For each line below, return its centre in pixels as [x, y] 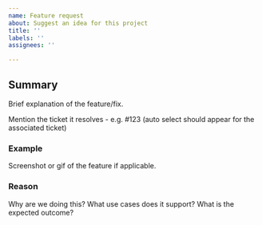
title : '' [25, 30]
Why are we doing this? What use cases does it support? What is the [121, 203]
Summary [33, 85]
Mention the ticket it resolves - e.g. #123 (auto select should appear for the [131, 119]
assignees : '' [32, 45]
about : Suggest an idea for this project [78, 23]
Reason [23, 187]
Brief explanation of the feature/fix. [66, 104]
